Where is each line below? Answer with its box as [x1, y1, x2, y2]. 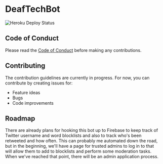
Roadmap [5, 114, 36, 123]
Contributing [5, 62, 45, 70]
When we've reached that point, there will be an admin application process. [5, 154, 159, 160]
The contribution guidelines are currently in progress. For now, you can [5, 75, 150, 81]
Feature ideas [12, 89, 41, 95]
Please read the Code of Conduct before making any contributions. [5, 47, 142, 53]
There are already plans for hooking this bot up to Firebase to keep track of [5, 127, 158, 133]
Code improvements [12, 100, 54, 106]
